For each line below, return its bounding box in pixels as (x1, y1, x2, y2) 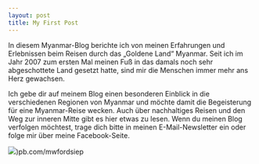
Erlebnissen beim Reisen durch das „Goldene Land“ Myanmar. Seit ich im (8, 49, 244, 58)
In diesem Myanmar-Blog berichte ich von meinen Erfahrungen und (8, 40, 225, 49)
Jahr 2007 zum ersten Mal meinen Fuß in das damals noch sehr (8, 56, 214, 67)
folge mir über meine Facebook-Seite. (8, 130, 131, 140)
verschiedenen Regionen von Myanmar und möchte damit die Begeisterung (8, 97, 252, 107)
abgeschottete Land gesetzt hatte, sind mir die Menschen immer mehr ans (8, 65, 249, 75)
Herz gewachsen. (8, 74, 65, 83)
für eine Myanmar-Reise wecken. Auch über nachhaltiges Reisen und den (8, 105, 246, 115)
